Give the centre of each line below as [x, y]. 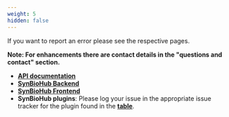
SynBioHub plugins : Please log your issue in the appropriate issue [114, 98]
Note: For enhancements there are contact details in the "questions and [115, 55]
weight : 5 [22, 14]
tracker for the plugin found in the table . [76, 106]
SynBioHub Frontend [49, 91]
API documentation [47, 76]
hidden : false [28, 21]
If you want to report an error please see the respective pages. [99, 40]
